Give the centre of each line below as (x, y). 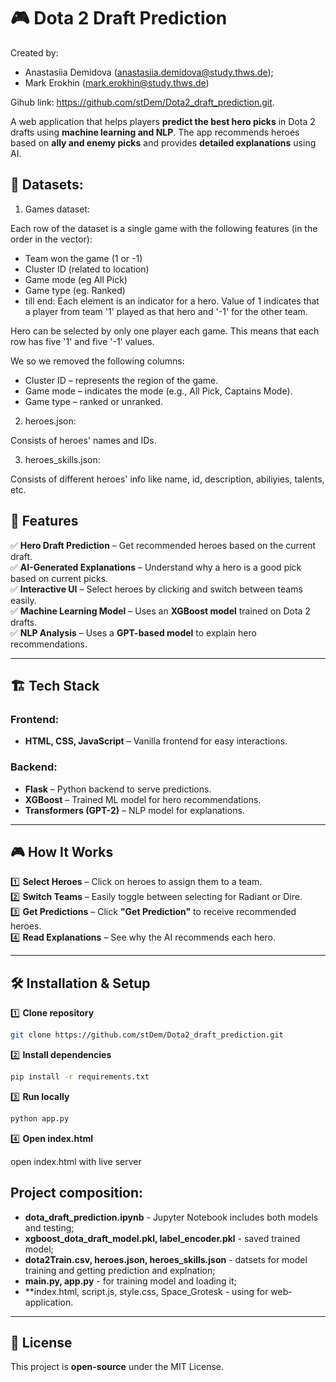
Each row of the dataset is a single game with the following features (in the (164, 228)
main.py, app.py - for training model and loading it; (130, 1281)
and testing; (49, 1227)
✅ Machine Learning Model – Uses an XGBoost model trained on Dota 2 (160, 611)
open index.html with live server (76, 1161)
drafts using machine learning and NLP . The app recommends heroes (155, 132)
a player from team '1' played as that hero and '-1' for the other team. (166, 311)
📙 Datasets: (47, 185)
